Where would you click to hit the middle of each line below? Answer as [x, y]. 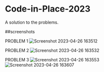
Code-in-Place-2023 [48, 9]
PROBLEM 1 [17, 41]
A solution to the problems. [32, 22]
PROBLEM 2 [17, 50]
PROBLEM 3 [17, 59]
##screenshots [20, 31]
